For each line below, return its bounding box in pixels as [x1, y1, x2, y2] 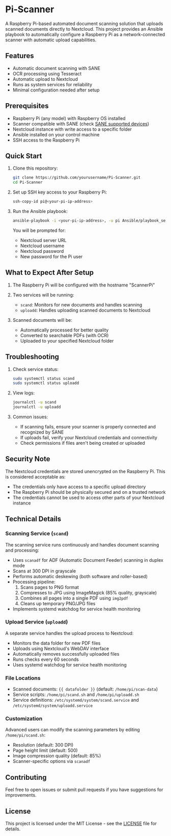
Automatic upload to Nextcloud [12, 76, 78, 82]
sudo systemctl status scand [12, 376, 75, 381]
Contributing [5, 773, 47, 782]
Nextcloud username [20, 243, 65, 249]
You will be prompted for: [12, 227, 66, 233]
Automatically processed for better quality [20, 327, 109, 333]
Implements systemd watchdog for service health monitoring [12, 606, 141, 612]
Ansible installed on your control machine [12, 131, 100, 137]
